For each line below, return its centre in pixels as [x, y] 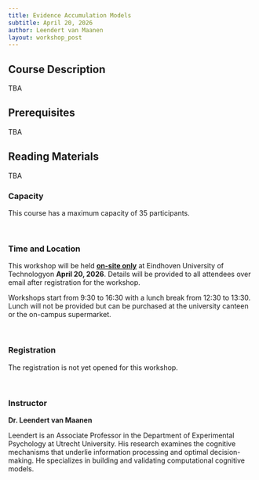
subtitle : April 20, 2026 [50, 23]
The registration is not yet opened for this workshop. [93, 367]
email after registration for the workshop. [75, 282]
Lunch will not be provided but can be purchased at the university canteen [128, 306]
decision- [225, 452]
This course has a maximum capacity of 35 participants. [99, 212]
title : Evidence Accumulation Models [70, 15]
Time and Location [44, 249]
